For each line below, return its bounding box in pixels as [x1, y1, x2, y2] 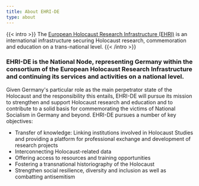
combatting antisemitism [14, 173, 75, 180]
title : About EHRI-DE [6, 8, 60, 15]
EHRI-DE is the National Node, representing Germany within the [6, 57, 193, 66]
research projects [14, 142, 58, 149]
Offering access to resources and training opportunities [14, 154, 151, 161]
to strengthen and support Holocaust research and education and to [6, 98, 173, 105]
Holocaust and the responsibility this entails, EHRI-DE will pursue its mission [6, 92, 192, 100]
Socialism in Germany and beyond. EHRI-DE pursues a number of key [6, 111, 176, 118]
